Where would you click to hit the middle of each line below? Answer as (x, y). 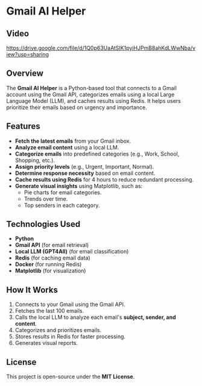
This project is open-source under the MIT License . (71, 377)
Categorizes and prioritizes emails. (58, 330)
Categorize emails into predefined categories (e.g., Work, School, (97, 154)
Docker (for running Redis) (48, 264)
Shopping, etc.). (35, 160)
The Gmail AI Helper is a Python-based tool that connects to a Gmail (91, 88)
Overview (25, 74)
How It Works (32, 289)
